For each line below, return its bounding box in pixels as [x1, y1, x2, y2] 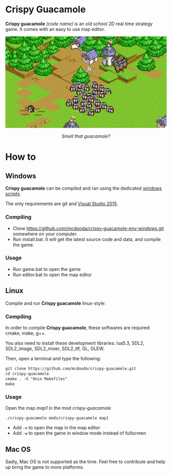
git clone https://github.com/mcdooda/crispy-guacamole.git [5, 366, 137, 371]
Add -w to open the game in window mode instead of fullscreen [12, 430, 146, 436]
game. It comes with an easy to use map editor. [5, 26, 105, 32]
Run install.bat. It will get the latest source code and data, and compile [12, 236, 161, 242]
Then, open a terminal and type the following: [5, 355, 101, 361]
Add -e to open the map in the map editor [12, 425, 100, 431]
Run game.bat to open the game [12, 266, 81, 272]
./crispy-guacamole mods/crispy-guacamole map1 [5, 415, 109, 421]
